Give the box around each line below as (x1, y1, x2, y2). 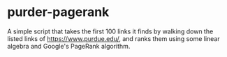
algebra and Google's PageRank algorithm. (7, 42, 131, 50)
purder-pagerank (7, 4, 110, 20)
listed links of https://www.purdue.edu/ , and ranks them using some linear (7, 34, 220, 42)
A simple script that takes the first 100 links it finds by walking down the (7, 27, 214, 35)
